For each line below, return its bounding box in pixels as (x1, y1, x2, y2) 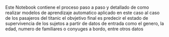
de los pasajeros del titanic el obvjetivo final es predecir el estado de (5, 15, 148, 21)
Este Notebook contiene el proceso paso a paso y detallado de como (5, 5, 149, 10)
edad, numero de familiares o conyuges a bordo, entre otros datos (5, 26, 144, 32)
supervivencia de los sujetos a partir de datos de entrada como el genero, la (5, 20, 164, 26)
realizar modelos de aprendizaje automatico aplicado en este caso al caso (5, 10, 160, 16)
